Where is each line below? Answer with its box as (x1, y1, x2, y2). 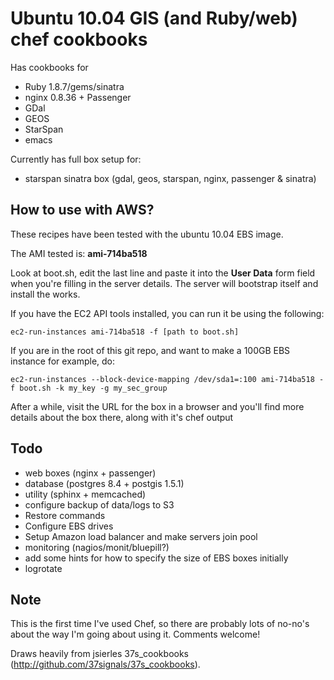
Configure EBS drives (24, 520, 114, 532)
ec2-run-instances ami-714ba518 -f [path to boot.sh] (10, 327, 240, 337)
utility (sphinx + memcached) (24, 488, 147, 500)
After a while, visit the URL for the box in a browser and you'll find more (10, 400, 305, 412)
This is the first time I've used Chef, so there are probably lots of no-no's (10, 618, 310, 630)
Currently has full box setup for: (10, 153, 142, 165)
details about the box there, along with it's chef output (10, 411, 234, 423)
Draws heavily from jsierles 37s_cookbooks (10, 648, 189, 660)
